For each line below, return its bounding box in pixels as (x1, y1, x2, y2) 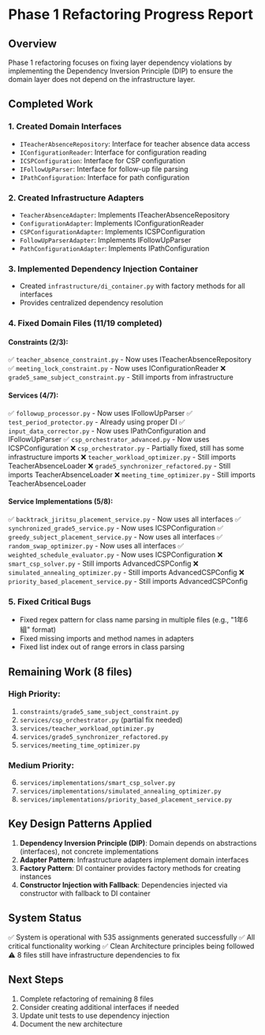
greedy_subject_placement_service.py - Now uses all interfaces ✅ (8, 532, 223, 541)
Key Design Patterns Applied (8, 817, 152, 831)
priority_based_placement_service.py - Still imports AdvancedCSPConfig (8, 576, 248, 585)
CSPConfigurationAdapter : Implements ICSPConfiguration (19, 226, 206, 236)
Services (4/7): (8, 390, 59, 400)
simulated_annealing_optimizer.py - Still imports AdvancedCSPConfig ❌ (8, 567, 244, 577)
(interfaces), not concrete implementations (19, 846, 159, 856)
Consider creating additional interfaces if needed (19, 1002, 180, 1011)
